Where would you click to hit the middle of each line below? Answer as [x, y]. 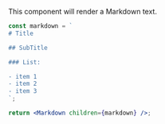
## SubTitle [28, 48]
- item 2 [23, 84]
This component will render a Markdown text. [83, 12]
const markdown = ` [41, 26]
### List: [25, 62]
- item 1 [23, 76]
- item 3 [23, 91]
